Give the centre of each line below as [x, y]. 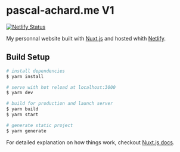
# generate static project [40, 125]
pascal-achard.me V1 [60, 10]
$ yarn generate [26, 131]
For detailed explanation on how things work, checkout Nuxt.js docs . [90, 142]
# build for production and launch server [60, 104]
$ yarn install [25, 76]
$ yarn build [22, 109]
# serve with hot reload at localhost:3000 [61, 87]
